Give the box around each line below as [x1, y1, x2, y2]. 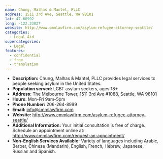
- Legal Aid [9, 35, 34, 40]
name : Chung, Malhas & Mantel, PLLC [5, 7, 80, 12]
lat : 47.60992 [5, 16, 34, 21]
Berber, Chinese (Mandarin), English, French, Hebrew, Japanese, [12, 143, 144, 149]
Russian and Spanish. [12, 148, 56, 155]
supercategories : [5, 39, 41, 44]
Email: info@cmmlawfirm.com [12, 106, 74, 113]
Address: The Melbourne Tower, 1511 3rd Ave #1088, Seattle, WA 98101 [12, 91, 157, 97]
